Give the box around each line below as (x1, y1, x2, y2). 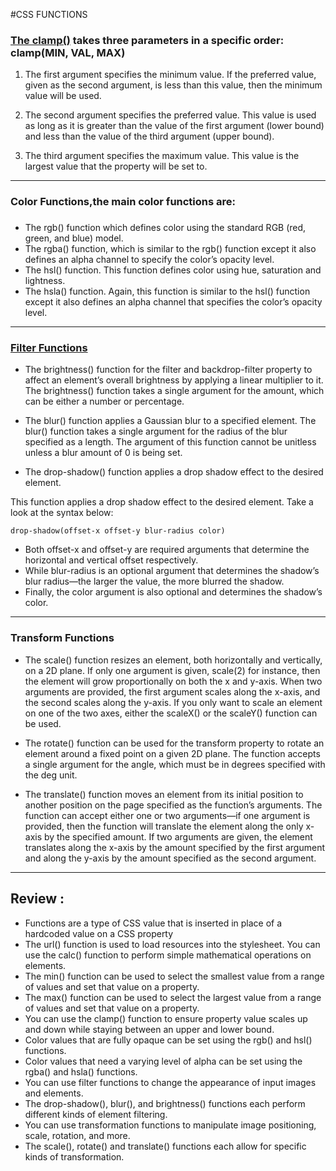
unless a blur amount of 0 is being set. (24, 447, 183, 459)
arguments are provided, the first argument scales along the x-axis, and (24, 685, 321, 698)
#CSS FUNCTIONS (10, 9, 88, 20)
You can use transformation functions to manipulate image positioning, (24, 1119, 317, 1131)
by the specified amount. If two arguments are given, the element (44, 830, 313, 843)
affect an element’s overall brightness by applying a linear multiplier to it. (24, 374, 324, 386)
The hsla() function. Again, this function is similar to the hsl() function (24, 285, 311, 298)
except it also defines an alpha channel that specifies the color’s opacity (24, 296, 323, 308)
